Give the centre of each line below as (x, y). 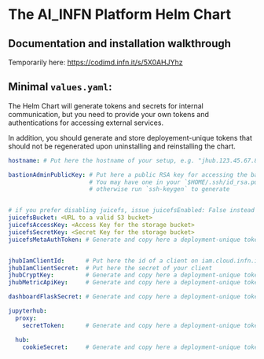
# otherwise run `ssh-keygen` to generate (159, 189)
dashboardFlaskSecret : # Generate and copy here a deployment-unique (125, 297)
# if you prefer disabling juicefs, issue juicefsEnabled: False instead (132, 211)
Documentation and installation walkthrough (120, 44)
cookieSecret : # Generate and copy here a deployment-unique (132, 347)
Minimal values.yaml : (60, 87)
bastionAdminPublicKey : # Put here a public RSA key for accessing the (128, 174)
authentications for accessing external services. (86, 123)
